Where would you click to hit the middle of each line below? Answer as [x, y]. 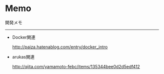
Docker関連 [24, 37]
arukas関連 [23, 57]
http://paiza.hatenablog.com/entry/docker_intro [60, 47]
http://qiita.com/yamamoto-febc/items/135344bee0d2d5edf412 [76, 66]
